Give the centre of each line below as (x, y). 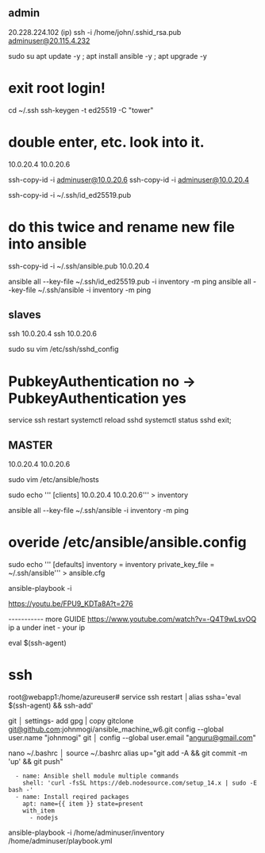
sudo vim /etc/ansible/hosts (54, 480)
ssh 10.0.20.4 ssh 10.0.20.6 (53, 334)
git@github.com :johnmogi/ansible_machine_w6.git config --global (116, 729)
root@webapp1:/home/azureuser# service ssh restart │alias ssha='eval (125, 697)
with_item (39, 811)
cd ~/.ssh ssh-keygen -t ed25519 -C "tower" (81, 110)
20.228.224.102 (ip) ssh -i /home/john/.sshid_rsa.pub (95, 32)
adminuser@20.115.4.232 (49, 41)
